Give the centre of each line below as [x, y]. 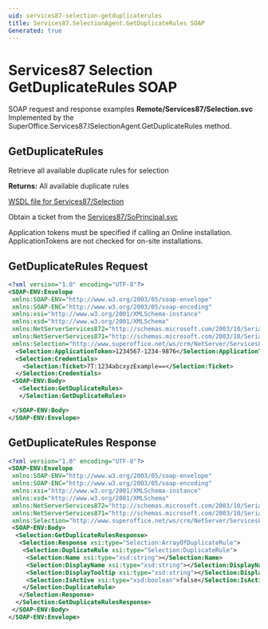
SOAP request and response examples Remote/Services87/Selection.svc [131, 109]
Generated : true [35, 30]
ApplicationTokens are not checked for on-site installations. [106, 241]
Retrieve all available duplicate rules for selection [89, 171]
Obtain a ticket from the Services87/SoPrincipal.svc [93, 217]
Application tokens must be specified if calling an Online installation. [120, 233]
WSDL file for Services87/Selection [66, 201]
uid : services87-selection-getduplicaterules [85, 16]
